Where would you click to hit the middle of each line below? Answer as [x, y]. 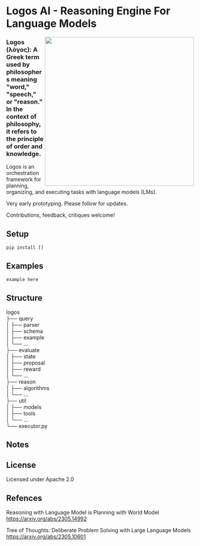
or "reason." [24, 102]
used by [18, 65]
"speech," [21, 95]
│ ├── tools [21, 413]
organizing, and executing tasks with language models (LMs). [82, 192]
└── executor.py [27, 426]
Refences [24, 498]
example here [22, 280]
